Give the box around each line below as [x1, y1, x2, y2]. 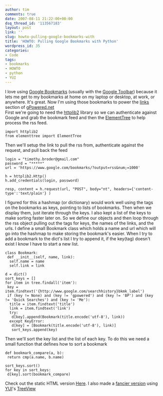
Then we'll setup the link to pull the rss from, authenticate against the [5, 142, 144, 148]
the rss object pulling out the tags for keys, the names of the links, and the [5, 220, 154, 226]
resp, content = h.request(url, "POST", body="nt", [5, 187, 112, 191]
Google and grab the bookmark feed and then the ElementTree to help [5, 114, 146, 120]
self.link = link [9, 263, 45, 268]
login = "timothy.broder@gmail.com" [5, 157, 79, 162]
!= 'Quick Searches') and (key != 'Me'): [5, 297, 91, 302]
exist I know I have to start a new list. [5, 241, 79, 247]
